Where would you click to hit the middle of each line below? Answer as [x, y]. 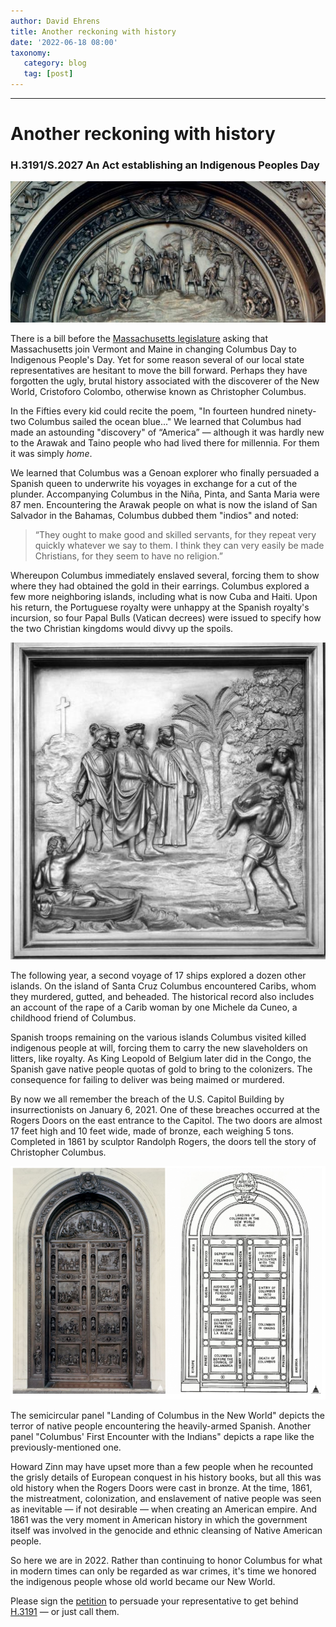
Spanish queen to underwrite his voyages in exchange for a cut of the [154, 484]
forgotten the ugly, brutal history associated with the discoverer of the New [165, 381]
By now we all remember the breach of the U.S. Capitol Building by [147, 1099]
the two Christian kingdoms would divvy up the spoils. [122, 629]
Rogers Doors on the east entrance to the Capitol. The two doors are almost [166, 1121]
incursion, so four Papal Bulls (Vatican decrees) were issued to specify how [166, 618]
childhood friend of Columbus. [73, 1018]
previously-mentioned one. [66, 1447]
